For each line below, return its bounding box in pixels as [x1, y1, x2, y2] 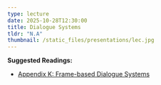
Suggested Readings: [7, 56, 73, 64]
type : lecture [7, 10, 50, 18]
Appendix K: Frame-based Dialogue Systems [17, 70, 150, 79]
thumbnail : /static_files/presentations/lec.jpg [7, 37, 155, 44]
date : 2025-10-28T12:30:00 [7, 17, 88, 24]
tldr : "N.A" [7, 30, 43, 38]
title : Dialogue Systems [7, 23, 81, 30]
